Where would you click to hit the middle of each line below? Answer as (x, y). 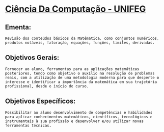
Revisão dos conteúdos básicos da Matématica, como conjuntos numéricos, (82, 38)
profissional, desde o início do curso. (47, 86)
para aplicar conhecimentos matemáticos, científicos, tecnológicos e (79, 117)
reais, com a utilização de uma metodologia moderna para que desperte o (82, 78)
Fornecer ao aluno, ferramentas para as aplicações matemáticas (72, 69)
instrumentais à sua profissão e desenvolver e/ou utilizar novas (74, 121)
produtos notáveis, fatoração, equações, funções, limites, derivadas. (80, 43)
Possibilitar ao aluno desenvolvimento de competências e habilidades (79, 112)
